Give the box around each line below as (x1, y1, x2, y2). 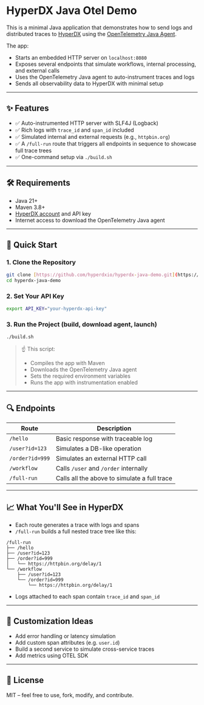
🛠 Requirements (6, 178, 71, 188)
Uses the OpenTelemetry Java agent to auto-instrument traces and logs (15, 73, 195, 80)
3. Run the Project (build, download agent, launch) (6, 321, 157, 329)
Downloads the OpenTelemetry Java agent (30, 366, 137, 374)
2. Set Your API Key (6, 292, 65, 300)
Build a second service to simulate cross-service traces (15, 645, 155, 653)
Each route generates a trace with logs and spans (15, 521, 140, 528)
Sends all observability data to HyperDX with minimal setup (15, 80, 164, 87)
